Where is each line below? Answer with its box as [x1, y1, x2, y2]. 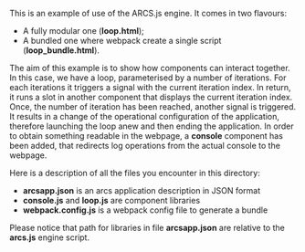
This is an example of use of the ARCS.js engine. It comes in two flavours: [9, 8, 288, 18]
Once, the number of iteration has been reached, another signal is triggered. [9, 101, 297, 112]
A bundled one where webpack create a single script [22, 36, 222, 46]
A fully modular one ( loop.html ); [22, 26, 144, 36]
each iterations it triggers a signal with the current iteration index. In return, [9, 82, 291, 92]
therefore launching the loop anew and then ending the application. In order [9, 121, 294, 131]
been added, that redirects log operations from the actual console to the [9, 141, 281, 151]
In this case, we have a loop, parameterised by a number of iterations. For [9, 72, 287, 83]
